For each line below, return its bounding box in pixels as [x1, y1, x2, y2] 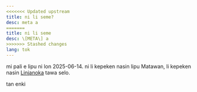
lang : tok [6, 47, 31, 53]
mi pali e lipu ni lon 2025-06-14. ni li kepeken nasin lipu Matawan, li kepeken [6, 63, 192, 70]
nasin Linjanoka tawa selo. [6, 69, 71, 76]
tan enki [6, 80, 26, 87]
